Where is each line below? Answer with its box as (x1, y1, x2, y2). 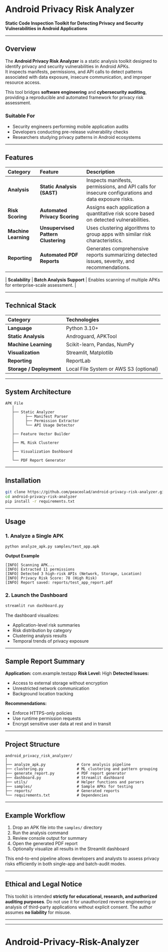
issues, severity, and (86, 257, 135, 264)
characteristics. (86, 237, 123, 244)
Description (86, 168, 115, 175)
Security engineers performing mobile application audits (12, 124, 129, 130)
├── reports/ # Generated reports (5, 789, 120, 794)
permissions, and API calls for (86, 183, 156, 190)
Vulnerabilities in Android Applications (5, 25, 87, 31)
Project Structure (5, 740, 60, 748)
